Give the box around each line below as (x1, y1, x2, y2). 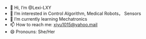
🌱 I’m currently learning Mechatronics (9, 16, 87, 22)
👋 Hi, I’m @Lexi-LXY (9, 5, 51, 10)
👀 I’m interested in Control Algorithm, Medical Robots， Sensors (9, 10, 141, 16)
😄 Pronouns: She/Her (9, 29, 55, 35)
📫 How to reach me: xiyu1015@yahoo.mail (9, 22, 98, 27)
